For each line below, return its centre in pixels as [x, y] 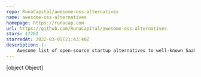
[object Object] [25, 67]
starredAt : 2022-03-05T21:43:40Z [48, 39]
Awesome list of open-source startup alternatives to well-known [100, 51]
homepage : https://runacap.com [45, 23]
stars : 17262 [22, 34]
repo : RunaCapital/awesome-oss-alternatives [63, 12]
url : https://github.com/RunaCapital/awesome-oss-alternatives [87, 28]
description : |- [26, 45]
